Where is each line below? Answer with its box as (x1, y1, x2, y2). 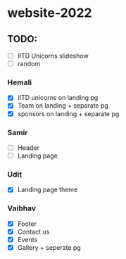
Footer (17, 220, 37, 228)
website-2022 (7, 5, 92, 21)
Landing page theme (17, 185, 78, 194)
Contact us (17, 227, 50, 236)
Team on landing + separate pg (17, 101, 109, 110)
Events (17, 235, 38, 244)
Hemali (7, 77, 32, 87)
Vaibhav (7, 203, 37, 213)
